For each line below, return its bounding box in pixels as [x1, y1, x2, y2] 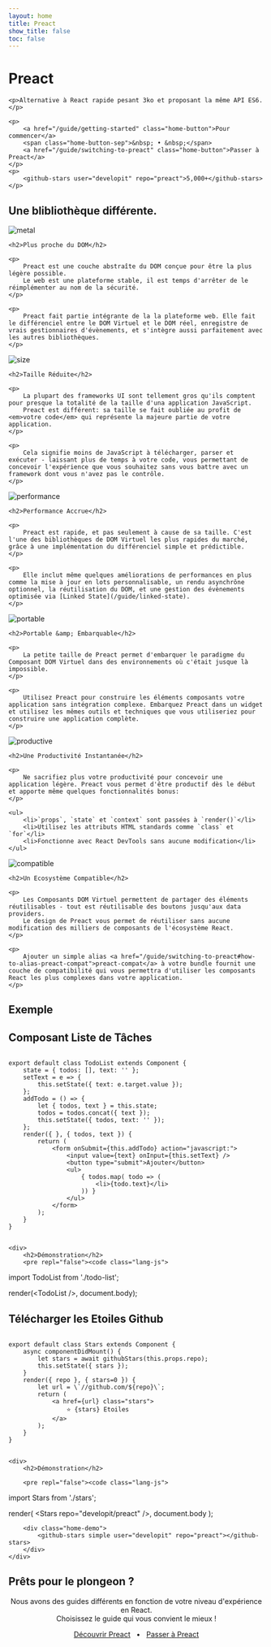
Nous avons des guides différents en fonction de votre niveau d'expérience [11, 1596, 262, 1606]
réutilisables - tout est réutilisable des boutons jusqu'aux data [8, 903, 242, 911]
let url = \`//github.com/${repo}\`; [37, 1383, 165, 1392]
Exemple [8, 1003, 54, 1016]
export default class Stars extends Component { [8, 1341, 176, 1349]
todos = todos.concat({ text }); [37, 1109, 151, 1117]
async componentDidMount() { [23, 1348, 122, 1356]
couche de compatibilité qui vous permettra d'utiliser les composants [8, 967, 256, 975]
